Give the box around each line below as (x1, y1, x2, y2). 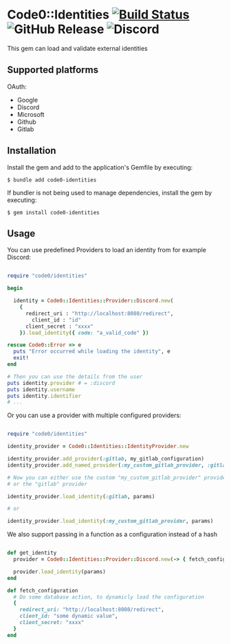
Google (16, 96, 38, 104)
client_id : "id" (32, 316, 81, 323)
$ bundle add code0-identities (7, 176, 97, 184)
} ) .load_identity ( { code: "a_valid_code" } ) (19, 329, 149, 336)
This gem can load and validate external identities (7, 44, 148, 52)
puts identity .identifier (7, 392, 81, 399)
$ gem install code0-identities (7, 209, 100, 216)
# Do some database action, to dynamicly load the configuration (13, 593, 205, 601)
